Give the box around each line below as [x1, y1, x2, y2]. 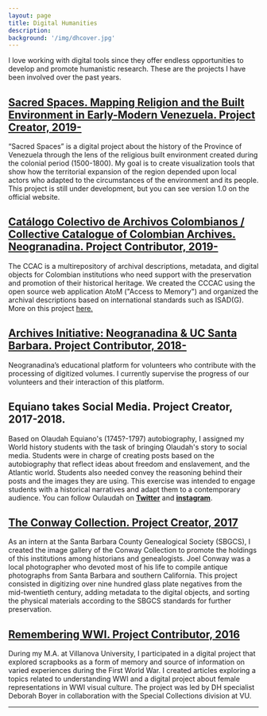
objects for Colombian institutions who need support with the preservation [8, 270, 252, 279]
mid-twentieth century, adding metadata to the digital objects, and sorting [8, 588, 250, 597]
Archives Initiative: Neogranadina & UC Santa [8, 327, 238, 340]
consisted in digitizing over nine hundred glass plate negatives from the [8, 579, 242, 589]
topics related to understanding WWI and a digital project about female [8, 674, 241, 684]
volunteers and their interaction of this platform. [8, 377, 164, 387]
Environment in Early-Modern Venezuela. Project [8, 108, 256, 122]
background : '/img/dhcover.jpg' [8, 33, 115, 42]
